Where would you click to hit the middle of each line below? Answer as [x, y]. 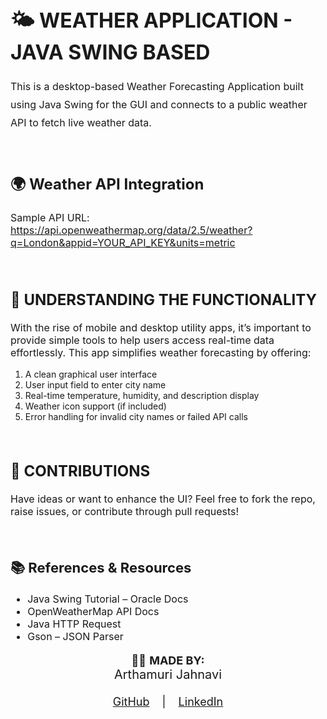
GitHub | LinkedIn [168, 702]
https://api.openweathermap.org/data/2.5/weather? [131, 230]
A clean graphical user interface [91, 374]
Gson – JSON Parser [75, 637]
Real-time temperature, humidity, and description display [142, 395]
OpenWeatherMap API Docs [93, 612]
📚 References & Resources [101, 567]
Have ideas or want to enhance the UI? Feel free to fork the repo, [163, 499]
